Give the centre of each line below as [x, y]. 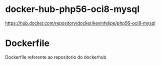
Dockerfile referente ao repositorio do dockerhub [56, 57]
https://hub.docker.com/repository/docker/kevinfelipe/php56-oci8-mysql [80, 23]
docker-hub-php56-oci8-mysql [72, 9]
